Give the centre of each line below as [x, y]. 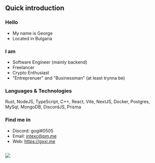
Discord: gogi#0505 [33, 131]
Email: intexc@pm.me [35, 136]
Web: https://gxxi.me [34, 141]
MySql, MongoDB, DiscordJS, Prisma [43, 107]
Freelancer [23, 67]
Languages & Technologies [39, 90]
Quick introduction [35, 8]
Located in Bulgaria [32, 38]
